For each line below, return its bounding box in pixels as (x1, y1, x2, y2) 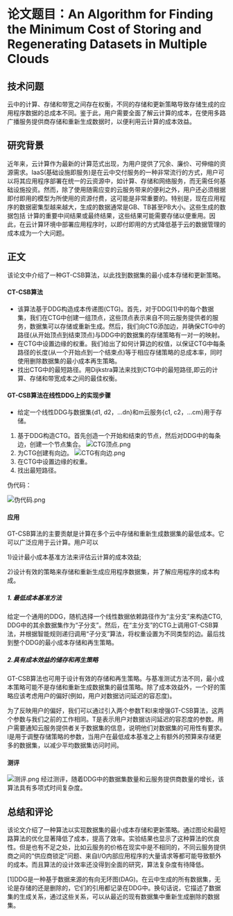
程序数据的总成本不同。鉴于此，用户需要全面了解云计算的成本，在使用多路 (12, 109, 226, 117)
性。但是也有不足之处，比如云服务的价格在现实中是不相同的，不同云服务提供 (7, 843, 226, 851)
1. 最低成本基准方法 (7, 593, 62, 602)
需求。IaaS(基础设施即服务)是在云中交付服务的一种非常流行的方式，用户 (12, 168, 218, 176)
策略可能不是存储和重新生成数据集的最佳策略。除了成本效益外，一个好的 (12, 683, 220, 691)
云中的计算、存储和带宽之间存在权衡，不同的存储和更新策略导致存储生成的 (7, 100, 220, 108)
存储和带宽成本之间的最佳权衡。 (29, 374, 121, 382)
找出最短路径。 (17, 466, 60, 475)
